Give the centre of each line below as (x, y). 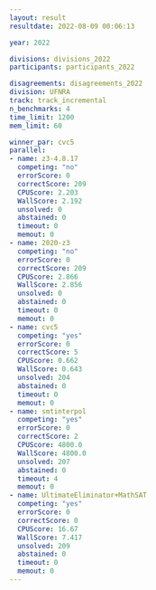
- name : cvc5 (34, 327)
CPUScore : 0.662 (48, 361)
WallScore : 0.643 (50, 369)
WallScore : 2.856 (50, 285)
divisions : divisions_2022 (60, 59)
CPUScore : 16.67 (48, 529)
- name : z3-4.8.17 (44, 159)
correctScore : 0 (48, 520)
